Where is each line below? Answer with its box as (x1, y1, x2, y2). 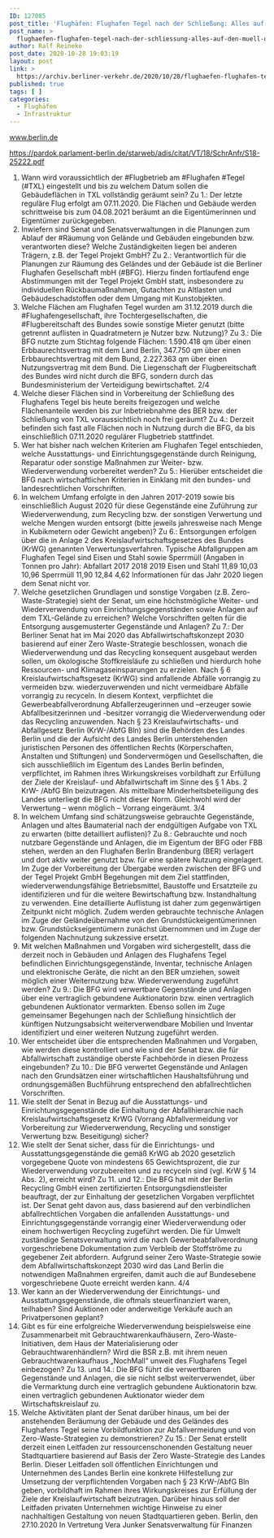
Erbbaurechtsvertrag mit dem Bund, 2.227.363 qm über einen (20, 354, 227, 363)
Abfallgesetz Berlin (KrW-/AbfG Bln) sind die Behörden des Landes (20, 725, 246, 735)
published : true (9, 80, 64, 88)
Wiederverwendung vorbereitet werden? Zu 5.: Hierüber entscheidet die (20, 467, 263, 476)
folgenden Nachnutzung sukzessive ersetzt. (20, 932, 169, 942)
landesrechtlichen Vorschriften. (20, 484, 127, 493)
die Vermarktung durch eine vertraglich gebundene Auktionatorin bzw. (20, 1382, 258, 1391)
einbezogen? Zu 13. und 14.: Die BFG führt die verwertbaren (20, 1365, 222, 1374)
